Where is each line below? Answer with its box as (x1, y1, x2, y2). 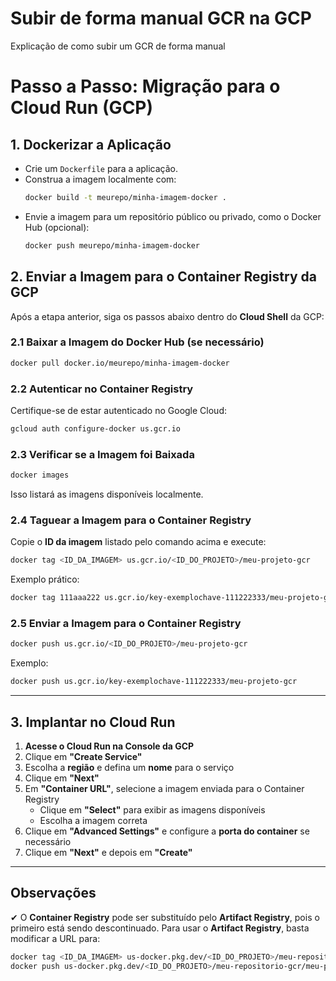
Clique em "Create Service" (24, 750, 143, 762)
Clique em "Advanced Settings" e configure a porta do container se (24, 825, 310, 837)
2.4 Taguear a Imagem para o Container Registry (10, 513, 252, 527)
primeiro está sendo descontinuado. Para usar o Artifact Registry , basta (10, 922, 310, 934)
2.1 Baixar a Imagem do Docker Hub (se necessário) (10, 335, 265, 349)
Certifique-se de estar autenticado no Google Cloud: (10, 404, 228, 416)
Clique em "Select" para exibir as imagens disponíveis (39, 803, 266, 816)
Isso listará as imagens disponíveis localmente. (10, 488, 204, 501)
